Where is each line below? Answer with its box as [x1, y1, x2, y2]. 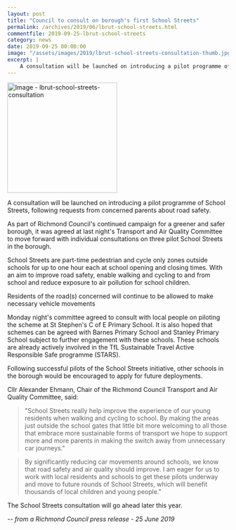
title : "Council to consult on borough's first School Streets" [7, 17, 199, 24]
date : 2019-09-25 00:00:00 [7, 43, 86, 50]
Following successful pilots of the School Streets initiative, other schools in [7, 364, 224, 372]
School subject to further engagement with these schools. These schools [7, 335, 220, 344]
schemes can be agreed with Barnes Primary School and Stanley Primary [7, 328, 219, 336]
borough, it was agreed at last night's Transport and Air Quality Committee [7, 227, 223, 235]
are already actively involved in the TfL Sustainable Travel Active [7, 343, 195, 351]
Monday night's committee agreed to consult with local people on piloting [7, 313, 221, 321]
